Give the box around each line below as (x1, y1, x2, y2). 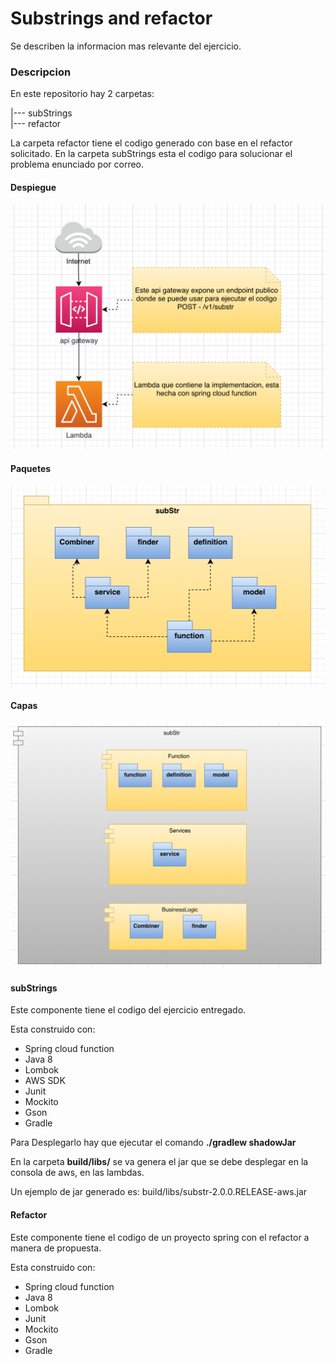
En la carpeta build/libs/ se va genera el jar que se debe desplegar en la (10, 1156, 309, 1168)
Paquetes (10, 462, 52, 474)
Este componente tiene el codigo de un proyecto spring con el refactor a (10, 1231, 310, 1243)
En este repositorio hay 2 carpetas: (10, 88, 155, 100)
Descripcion (10, 65, 72, 79)
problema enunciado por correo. (10, 158, 145, 171)
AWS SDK (24, 1075, 66, 1087)
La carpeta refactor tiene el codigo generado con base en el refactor (10, 137, 293, 149)
